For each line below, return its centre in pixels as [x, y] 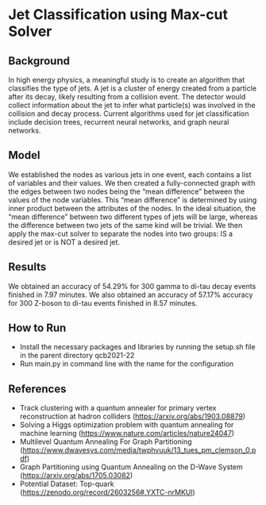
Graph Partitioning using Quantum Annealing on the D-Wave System [131, 467]
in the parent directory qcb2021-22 [77, 356]
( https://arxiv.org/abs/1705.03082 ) [76, 476]
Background [39, 61]
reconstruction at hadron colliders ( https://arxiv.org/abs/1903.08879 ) [133, 416]
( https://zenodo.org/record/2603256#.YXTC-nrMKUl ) [108, 492]
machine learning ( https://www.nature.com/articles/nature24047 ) [127, 434]
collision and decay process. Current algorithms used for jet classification [129, 114]
